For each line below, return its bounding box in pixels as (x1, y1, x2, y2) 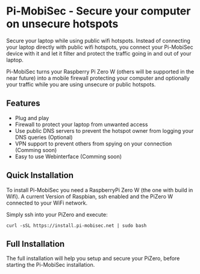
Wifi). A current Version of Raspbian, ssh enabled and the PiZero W (6, 193, 173, 200)
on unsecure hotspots (6, 17, 119, 31)
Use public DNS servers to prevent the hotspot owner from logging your (14, 127, 194, 134)
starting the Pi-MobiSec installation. (6, 261, 95, 269)
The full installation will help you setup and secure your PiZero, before (6, 255, 180, 262)
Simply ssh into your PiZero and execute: (6, 211, 108, 218)
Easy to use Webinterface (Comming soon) (14, 153, 122, 160)
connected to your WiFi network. (6, 199, 88, 206)
